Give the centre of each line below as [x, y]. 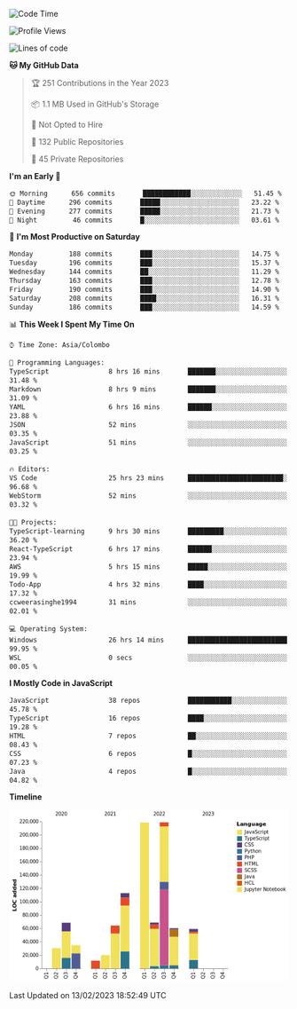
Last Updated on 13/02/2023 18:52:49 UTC [88, 996]
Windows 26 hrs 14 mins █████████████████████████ [148, 640]
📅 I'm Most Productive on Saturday [74, 236]
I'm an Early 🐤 [35, 176]
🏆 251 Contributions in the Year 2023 [100, 83]
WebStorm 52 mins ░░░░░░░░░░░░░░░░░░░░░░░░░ [148, 496]
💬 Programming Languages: [57, 363]
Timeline [26, 797]
